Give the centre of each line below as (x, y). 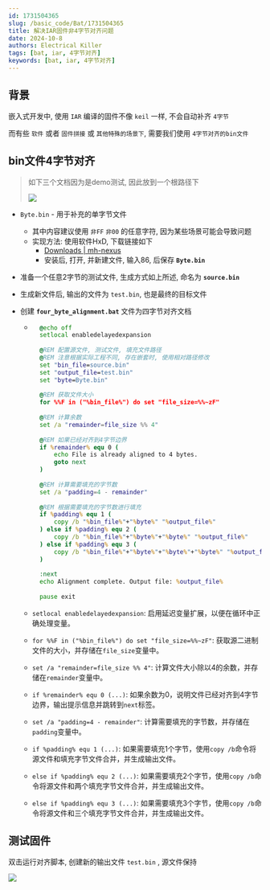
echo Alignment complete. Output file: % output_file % (131, 582)
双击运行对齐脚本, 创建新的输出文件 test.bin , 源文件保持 (103, 862)
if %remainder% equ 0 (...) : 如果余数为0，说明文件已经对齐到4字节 (145, 694)
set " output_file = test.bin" (86, 372)
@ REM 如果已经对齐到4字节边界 (83, 440)
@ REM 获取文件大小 (66, 395)
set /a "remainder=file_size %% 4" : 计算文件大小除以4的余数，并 (141, 667)
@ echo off (55, 328)
